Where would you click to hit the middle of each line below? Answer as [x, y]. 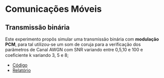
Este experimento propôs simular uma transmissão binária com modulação [82, 39]
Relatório [22, 70]
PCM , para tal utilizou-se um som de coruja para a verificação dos [73, 44]
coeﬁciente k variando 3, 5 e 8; [37, 55]
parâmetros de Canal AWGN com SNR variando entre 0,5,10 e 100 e [74, 50]
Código [20, 65]
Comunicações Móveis [53, 9]
